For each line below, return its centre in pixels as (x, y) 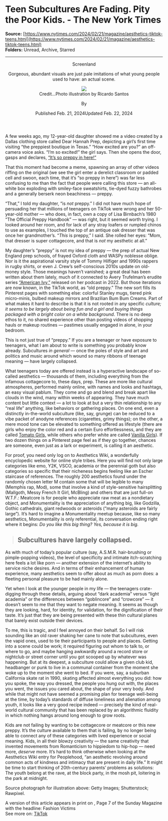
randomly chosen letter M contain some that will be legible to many (74, 481)
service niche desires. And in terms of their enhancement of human (75, 568)
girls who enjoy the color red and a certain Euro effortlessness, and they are (83, 429)
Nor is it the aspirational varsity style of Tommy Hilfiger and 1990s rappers (82, 261)
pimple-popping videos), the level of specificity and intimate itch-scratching (83, 558)
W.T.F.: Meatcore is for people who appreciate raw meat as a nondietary (79, 497)
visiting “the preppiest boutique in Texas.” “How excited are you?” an (76, 147)
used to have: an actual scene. (84, 79)
